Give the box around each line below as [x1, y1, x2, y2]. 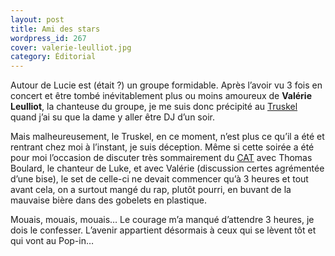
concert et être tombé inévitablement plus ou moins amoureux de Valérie [10, 90, 312, 102]
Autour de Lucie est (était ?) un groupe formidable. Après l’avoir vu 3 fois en [10, 79, 323, 91]
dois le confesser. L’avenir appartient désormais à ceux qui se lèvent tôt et [10, 224, 317, 236]
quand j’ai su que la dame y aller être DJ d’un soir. [10, 111, 215, 123]
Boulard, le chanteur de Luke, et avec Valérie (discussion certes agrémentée [10, 162, 325, 175]
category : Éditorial [10, 52, 97, 62]
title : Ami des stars [10, 24, 101, 34]
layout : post [10, 14, 65, 25]
